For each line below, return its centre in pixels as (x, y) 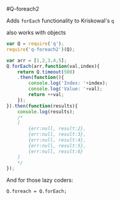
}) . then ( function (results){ (42, 106)
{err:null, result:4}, (57, 140)
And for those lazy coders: (40, 180)
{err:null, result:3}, (57, 135)
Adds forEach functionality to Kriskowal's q (60, 20)
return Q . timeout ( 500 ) (46, 72)
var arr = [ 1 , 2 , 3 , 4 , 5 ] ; (37, 61)
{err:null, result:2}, (57, 129)
